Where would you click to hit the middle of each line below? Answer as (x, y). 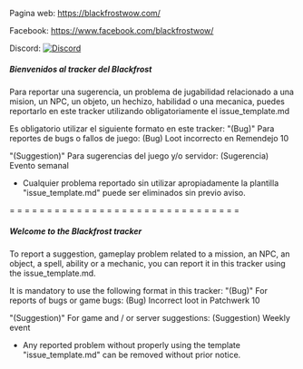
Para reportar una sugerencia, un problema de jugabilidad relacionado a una (152, 92)
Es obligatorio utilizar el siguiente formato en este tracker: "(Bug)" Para (142, 128)
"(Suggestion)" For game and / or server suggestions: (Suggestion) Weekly (150, 317)
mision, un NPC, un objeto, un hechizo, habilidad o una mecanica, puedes (147, 101)
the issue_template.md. (53, 273)
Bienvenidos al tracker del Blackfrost (81, 69)
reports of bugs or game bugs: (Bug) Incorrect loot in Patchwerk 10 (135, 300)
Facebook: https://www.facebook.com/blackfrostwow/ (112, 30)
